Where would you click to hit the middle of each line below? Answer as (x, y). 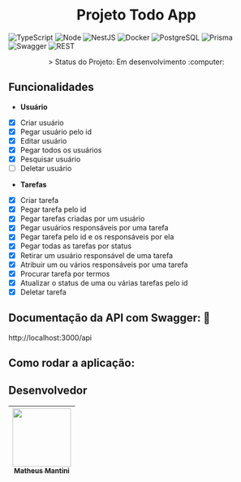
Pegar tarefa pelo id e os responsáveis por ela (97, 237)
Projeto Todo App (136, 15)
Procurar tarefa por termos (65, 273)
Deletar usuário (46, 169)
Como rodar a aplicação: (72, 363)
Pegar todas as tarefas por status (76, 246)
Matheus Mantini (42, 471)
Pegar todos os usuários (61, 150)
